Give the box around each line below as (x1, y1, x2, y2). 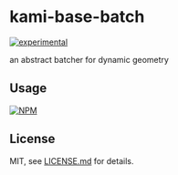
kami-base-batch (9, 6, 145, 27)
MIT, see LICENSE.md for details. (9, 155, 134, 166)
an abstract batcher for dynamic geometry (9, 54, 169, 65)
